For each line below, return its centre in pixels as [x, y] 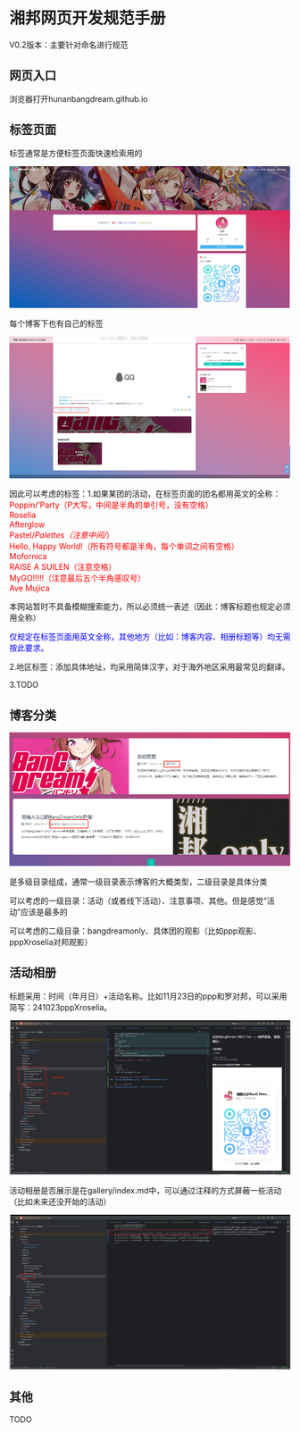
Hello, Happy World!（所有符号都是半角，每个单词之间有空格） [124, 547]
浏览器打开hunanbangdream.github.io [79, 98]
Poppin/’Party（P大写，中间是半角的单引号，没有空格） [111, 505]
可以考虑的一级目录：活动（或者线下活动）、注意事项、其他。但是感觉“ [138, 900]
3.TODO [24, 685]
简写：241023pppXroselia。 [61, 1007]
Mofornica [28, 557]
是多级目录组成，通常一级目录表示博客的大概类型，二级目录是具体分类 [138, 882]
